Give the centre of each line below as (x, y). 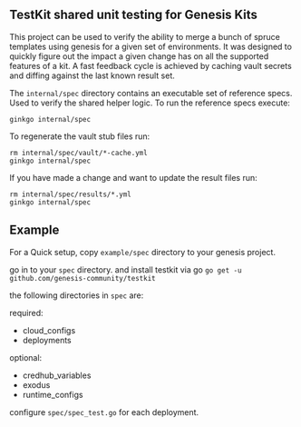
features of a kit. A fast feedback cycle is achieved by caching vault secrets (150, 65)
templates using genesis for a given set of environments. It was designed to (151, 46)
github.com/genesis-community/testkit (83, 278)
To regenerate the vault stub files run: (80, 136)
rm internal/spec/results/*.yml (70, 194)
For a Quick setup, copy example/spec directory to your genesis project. (143, 252)
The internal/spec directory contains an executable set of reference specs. (151, 93)
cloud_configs (49, 330)
